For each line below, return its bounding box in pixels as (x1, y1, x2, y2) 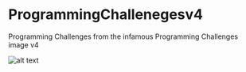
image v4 (8, 40, 40, 49)
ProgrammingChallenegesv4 (8, 6, 203, 24)
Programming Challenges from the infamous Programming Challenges (8, 32, 239, 41)
